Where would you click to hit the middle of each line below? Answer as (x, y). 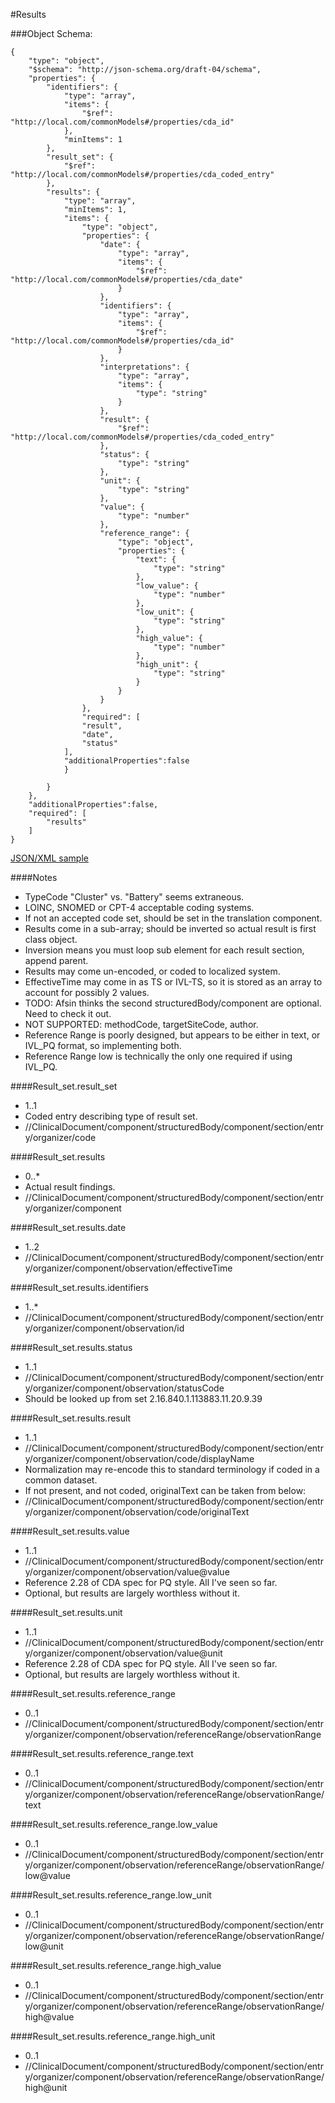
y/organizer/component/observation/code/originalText (137, 1512)
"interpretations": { (144, 367)
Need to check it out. (68, 1013)
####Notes (34, 877)
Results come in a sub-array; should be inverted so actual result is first (170, 928)
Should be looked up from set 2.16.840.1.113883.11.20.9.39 (143, 1398)
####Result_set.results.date (68, 1227)
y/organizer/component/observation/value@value (127, 1572)
